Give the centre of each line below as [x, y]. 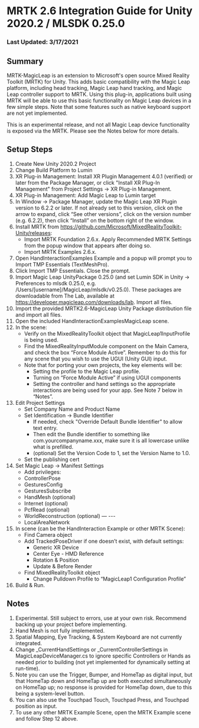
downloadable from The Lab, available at [65, 296]
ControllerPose [42, 478]
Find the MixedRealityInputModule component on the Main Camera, [106, 346]
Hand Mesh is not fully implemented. [60, 630]
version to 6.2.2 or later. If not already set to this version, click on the [99, 208]
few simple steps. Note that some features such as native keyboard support [99, 107]
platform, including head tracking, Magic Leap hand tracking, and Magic [94, 88]
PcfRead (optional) [47, 510]
